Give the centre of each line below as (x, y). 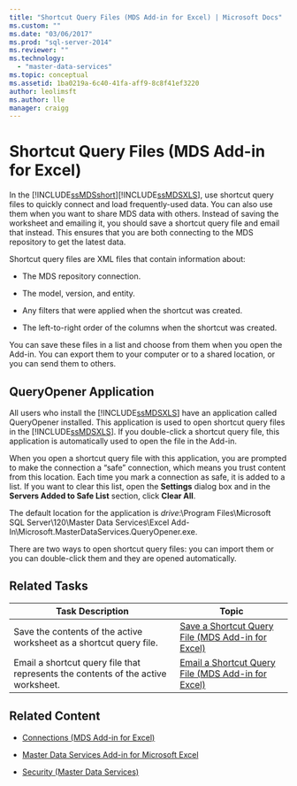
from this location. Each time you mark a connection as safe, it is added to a (147, 477)
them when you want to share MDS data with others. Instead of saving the (144, 214)
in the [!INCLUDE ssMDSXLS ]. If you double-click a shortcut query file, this (145, 432)
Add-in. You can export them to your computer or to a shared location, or (142, 354)
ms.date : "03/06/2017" (51, 34)
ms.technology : (37, 58)
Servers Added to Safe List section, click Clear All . (103, 496)
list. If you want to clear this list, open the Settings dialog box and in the (140, 486)
